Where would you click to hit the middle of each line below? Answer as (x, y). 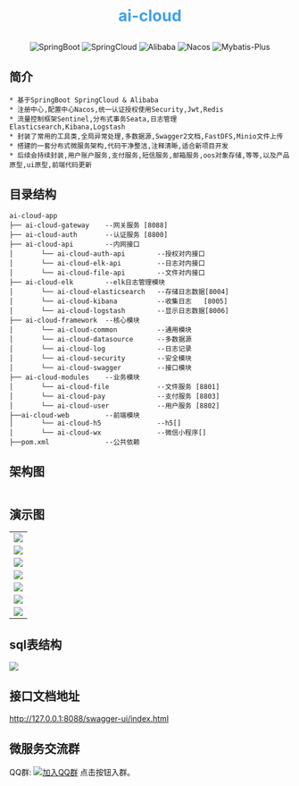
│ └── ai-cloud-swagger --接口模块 (100, 368)
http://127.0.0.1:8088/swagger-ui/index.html (89, 718)
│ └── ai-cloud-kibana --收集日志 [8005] (119, 301)
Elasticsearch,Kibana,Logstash (67, 127)
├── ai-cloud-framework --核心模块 (75, 320)
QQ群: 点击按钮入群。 (72, 772)
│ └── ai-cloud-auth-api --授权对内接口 (107, 254)
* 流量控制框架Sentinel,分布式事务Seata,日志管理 (93, 119)
